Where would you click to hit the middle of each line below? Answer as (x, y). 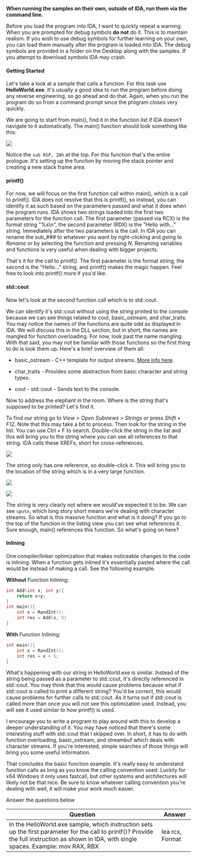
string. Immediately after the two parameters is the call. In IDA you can (91, 231)
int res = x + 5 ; (38, 656)
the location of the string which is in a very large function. (76, 471)
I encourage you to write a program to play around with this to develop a (93, 721)
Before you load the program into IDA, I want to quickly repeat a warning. (94, 26)
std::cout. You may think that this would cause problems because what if (94, 685)
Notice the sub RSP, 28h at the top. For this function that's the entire (88, 155)
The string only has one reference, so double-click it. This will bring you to (96, 465)
